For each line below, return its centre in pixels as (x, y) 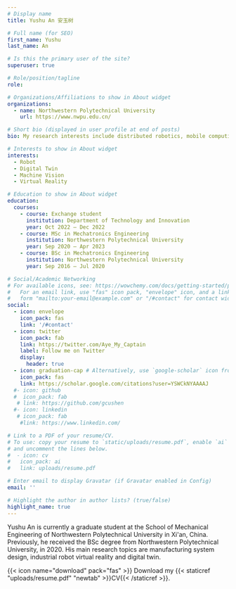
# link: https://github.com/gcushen (70, 403)
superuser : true (31, 65)
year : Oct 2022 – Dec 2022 (65, 227)
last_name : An (28, 46)
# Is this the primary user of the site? (69, 59)
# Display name (29, 14)
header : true (45, 364)
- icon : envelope (39, 312)
